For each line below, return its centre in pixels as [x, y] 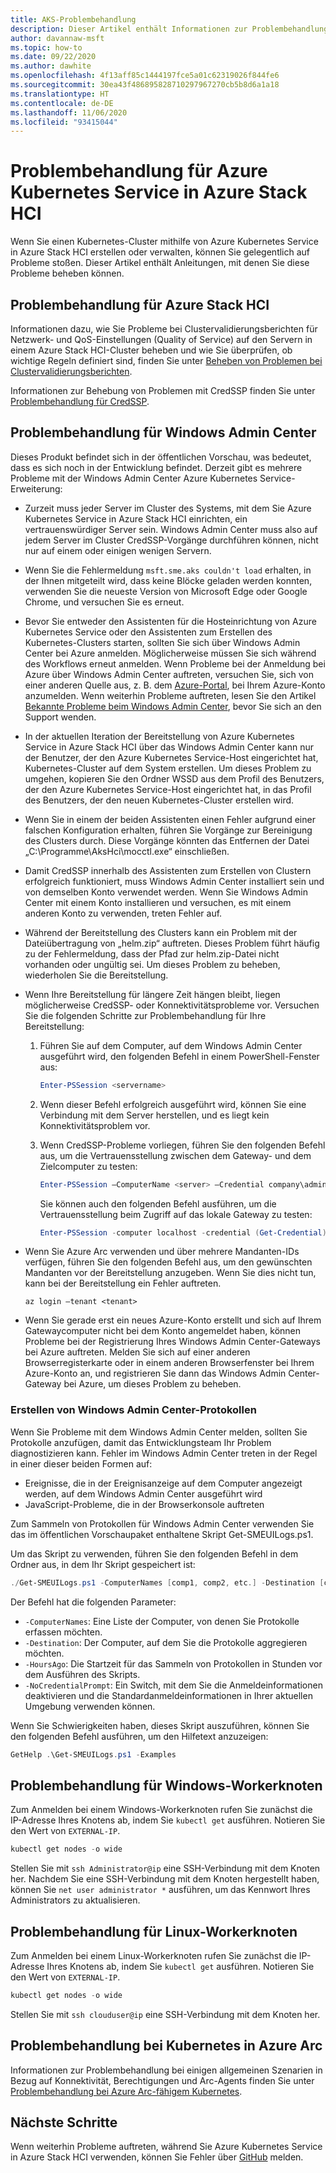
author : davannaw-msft [57, 38]
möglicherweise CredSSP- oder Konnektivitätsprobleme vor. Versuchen [172, 1005]
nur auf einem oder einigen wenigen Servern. [118, 550]
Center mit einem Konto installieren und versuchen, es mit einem [158, 902]
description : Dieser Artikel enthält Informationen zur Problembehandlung [169, 29]
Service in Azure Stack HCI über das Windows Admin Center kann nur [169, 747]
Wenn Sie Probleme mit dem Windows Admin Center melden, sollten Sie [159, 1432]
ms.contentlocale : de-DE [62, 103]
